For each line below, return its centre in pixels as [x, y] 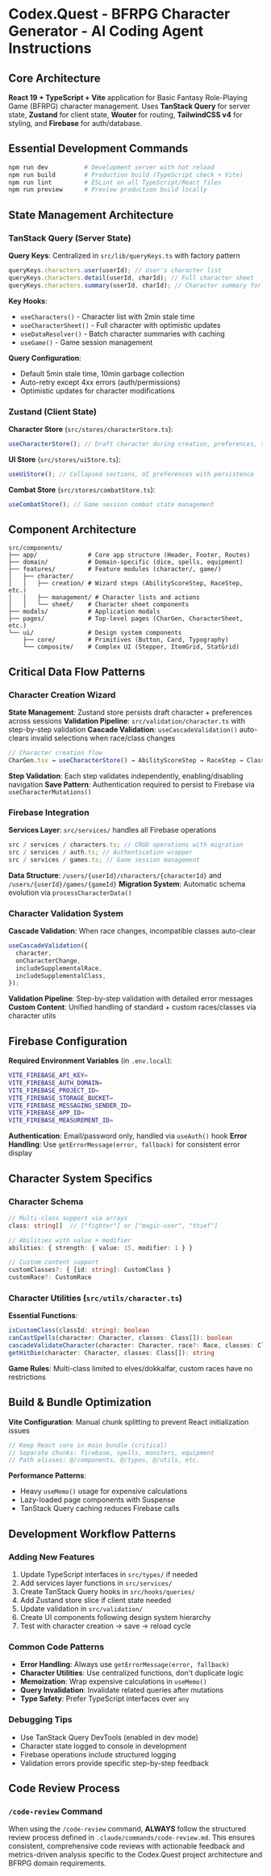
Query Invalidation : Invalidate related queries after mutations [122, 1690]
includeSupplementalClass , [61, 976]
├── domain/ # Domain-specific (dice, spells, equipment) [126, 562]
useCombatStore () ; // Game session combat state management [112, 504]
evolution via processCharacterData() [70, 892]
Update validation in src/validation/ [81, 1609]
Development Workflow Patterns [92, 1534]
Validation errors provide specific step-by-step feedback [115, 1763]
